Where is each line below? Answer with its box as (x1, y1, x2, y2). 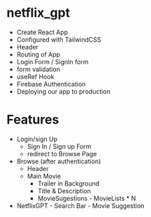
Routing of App (16, 50, 61, 59)
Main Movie (27, 172, 61, 180)
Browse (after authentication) (16, 157, 101, 165)
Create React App (16, 28, 69, 36)
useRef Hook (16, 72, 55, 81)
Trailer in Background (37, 179, 100, 188)
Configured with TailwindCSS (16, 35, 102, 43)
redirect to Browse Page (27, 149, 97, 158)
